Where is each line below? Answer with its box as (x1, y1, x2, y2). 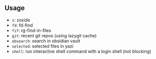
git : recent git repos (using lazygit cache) (11, 32, 97, 38)
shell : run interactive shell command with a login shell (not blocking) (11, 48, 152, 54)
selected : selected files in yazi (11, 43, 74, 49)
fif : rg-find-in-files (11, 27, 51, 33)
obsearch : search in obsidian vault (11, 38, 81, 44)
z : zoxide (11, 17, 31, 23)
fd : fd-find (11, 22, 33, 28)
